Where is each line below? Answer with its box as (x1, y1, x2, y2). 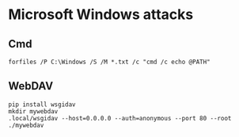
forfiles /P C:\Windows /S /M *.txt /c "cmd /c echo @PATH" (8, 58, 211, 66)
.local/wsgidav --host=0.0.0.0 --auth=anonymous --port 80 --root (8, 114, 232, 122)
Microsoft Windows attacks (8, 6, 194, 24)
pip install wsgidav (8, 101, 77, 108)
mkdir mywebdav (8, 107, 59, 116)
